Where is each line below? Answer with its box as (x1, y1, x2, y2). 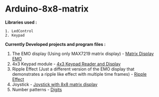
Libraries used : (5, 19, 37, 25)
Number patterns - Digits (12, 86, 62, 92)
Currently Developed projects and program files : (5, 41, 106, 47)
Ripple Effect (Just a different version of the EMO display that (12, 66, 135, 72)
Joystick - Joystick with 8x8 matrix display (12, 81, 98, 87)
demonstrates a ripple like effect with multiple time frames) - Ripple (12, 71, 147, 77)
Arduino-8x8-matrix (5, 3, 89, 14)
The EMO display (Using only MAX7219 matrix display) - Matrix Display (12, 51, 154, 56)
